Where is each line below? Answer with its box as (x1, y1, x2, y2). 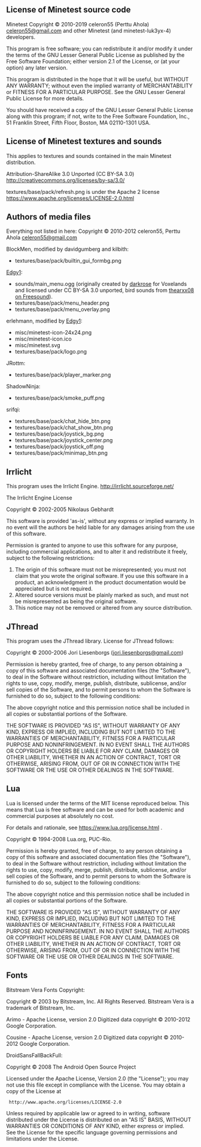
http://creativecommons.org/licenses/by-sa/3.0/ (6, 177, 125, 184)
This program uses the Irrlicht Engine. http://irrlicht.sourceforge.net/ (6, 483, 174, 490)
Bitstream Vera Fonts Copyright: (6, 986, 85, 993)
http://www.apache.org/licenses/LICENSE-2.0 (8, 1099, 121, 1105)
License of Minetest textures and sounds (6, 136, 162, 147)
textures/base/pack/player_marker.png (14, 371, 111, 379)
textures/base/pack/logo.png (14, 348, 87, 355)
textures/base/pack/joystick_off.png (14, 443, 104, 451)
